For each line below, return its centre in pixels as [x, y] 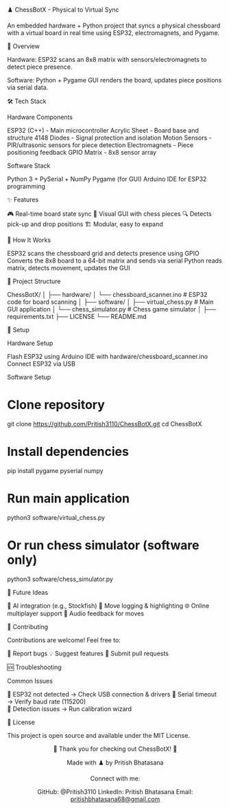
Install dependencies [68, 452]
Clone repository [56, 405]
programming [26, 186]
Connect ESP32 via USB [41, 364]
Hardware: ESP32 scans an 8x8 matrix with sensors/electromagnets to [107, 59]
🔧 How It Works [29, 240]
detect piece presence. [40, 67]
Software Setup [29, 377]
